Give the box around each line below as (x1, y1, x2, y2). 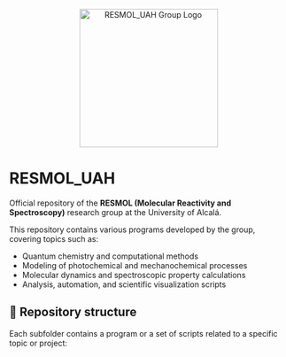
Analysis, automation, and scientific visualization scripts (21, 279, 227, 290)
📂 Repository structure (9, 305, 137, 320)
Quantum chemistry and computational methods (21, 251, 199, 261)
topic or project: (9, 338, 68, 348)
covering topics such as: (9, 233, 99, 244)
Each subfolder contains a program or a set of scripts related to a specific (9, 328, 278, 338)
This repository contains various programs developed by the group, (9, 224, 256, 235)
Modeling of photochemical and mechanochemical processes (21, 260, 248, 270)
